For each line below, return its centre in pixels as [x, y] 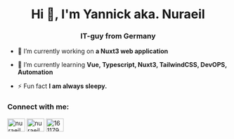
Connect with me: [38, 107]
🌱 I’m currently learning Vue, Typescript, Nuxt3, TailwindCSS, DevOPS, [122, 65]
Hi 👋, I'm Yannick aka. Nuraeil [118, 14]
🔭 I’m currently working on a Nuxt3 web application [93, 51]
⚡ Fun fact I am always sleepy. [62, 86]
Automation [35, 72]
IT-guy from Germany [118, 36]
